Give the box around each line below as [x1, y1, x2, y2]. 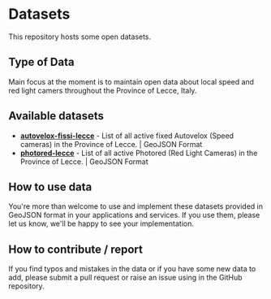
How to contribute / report [8, 242, 144, 256]
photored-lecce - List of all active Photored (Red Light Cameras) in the [19, 148, 258, 158]
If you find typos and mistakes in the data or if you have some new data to [8, 264, 256, 274]
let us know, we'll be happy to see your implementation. [8, 219, 195, 228]
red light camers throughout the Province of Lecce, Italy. [8, 85, 197, 95]
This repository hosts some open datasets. [8, 32, 152, 41]
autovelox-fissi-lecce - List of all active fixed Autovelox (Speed [19, 131, 234, 141]
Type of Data [8, 55, 75, 69]
